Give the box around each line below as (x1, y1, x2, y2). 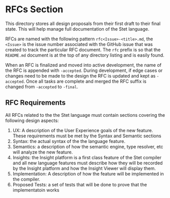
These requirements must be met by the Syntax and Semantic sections (12, 133, 161, 139)
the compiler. (12, 176, 41, 182)
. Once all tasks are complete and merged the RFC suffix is (23, 78, 147, 84)
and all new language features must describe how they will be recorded (12, 160, 163, 166)
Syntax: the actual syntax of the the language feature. (12, 138, 126, 144)
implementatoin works (12, 187, 60, 193)
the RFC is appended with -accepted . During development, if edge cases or (5, 67, 163, 73)
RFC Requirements (5, 98, 66, 107)
